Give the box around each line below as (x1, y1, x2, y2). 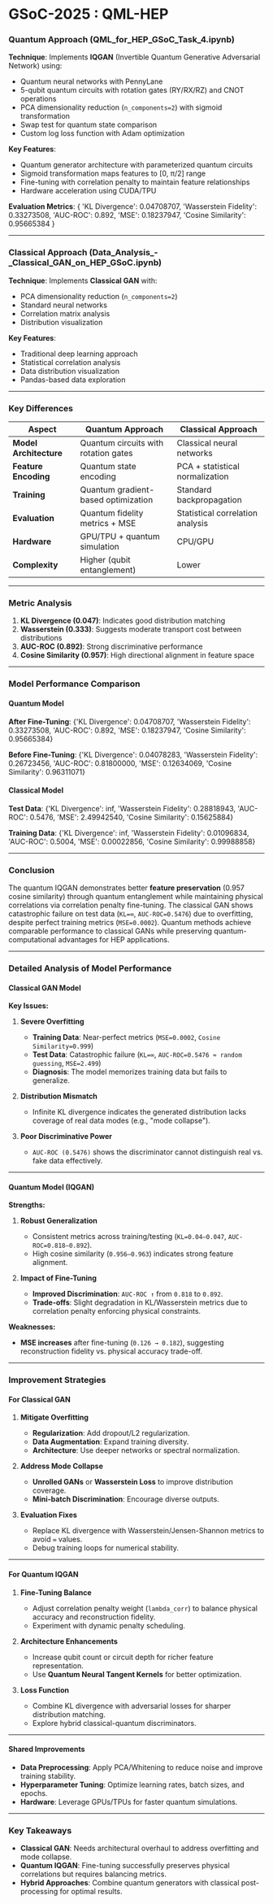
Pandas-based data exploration (19, 375, 126, 385)
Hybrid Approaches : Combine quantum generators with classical (19, 1878, 240, 1888)
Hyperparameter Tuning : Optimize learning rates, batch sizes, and (19, 1780, 245, 1789)
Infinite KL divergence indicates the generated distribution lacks (32, 1107, 246, 1117)
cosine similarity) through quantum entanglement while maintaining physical (8, 892, 264, 901)
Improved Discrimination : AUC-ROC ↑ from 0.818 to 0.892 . (32, 1289, 223, 1299)
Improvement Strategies (8, 1375, 106, 1386)
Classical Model (8, 785, 63, 795)
